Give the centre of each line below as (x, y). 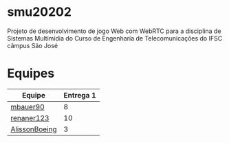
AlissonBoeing (34, 129)
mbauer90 (28, 107)
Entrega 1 (80, 95)
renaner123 (30, 118)
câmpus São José (33, 45)
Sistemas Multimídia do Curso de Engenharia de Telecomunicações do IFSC (115, 38)
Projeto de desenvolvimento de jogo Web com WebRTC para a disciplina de (114, 31)
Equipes (31, 74)
